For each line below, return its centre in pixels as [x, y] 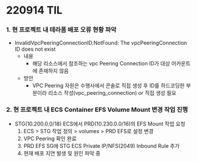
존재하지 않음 [54, 71]
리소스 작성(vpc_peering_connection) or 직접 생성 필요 [112, 93]
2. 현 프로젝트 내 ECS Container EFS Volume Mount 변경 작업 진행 [97, 110]
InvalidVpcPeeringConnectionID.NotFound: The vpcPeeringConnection [101, 43]
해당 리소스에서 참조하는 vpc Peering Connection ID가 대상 [101, 64]
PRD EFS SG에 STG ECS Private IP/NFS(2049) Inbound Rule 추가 [101, 146]
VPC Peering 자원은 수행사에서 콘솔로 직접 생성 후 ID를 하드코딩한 [108, 85]
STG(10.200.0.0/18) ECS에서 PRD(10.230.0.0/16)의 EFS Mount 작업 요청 [100, 124]
